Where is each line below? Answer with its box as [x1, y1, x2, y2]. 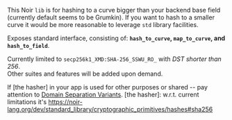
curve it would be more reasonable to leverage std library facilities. [7, 21, 199, 28]
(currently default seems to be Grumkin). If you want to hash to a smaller [7, 13, 215, 22]
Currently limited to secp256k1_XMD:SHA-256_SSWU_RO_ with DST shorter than [7, 55, 222, 63]
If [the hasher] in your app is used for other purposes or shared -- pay [7, 83, 208, 91]
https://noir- [48, 98, 83, 106]
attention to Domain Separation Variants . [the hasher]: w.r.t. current [7, 90, 199, 98]
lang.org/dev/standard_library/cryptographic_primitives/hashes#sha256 [7, 105, 213, 113]
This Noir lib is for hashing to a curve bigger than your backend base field [7, 6, 221, 14]
